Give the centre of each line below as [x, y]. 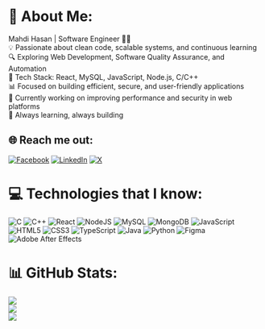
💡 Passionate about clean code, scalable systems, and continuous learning [133, 47]
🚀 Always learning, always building [66, 115]
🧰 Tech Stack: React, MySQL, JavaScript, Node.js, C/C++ [104, 77]
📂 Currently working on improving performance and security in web [120, 98]
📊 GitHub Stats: [63, 273]
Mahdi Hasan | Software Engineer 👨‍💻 [70, 39]
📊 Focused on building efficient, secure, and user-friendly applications [126, 86]
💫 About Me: [51, 17]
